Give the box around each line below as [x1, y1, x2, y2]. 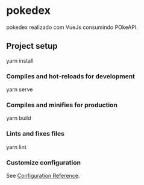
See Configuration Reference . [6, 172, 80, 179]
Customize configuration [6, 158, 81, 166]
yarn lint [6, 143, 27, 151]
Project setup [6, 41, 58, 51]
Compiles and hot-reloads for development [6, 72, 136, 80]
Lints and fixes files [6, 130, 65, 138]
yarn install [6, 57, 34, 64]
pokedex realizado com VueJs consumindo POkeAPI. [6, 24, 139, 31]
